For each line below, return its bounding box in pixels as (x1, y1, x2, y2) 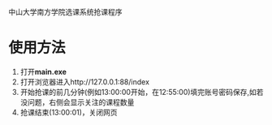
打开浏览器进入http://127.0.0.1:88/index (19, 76, 150, 87)
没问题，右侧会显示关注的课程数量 (19, 97, 135, 107)
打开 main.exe (19, 67, 67, 76)
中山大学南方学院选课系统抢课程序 (8, 7, 123, 16)
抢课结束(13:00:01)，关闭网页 (19, 107, 118, 117)
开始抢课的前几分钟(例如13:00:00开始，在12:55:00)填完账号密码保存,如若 (19, 87, 264, 97)
